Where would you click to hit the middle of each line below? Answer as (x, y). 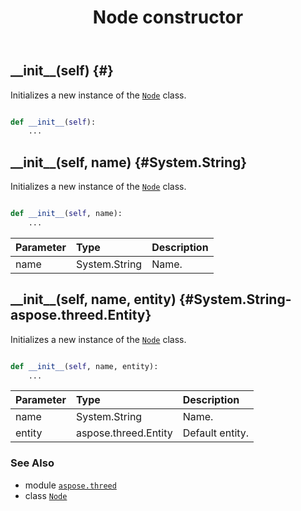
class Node (46, 495)
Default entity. (216, 433)
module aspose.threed (70, 485)
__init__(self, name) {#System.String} (129, 162)
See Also (32, 463)
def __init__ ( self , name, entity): (84, 366)
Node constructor (168, 17)
